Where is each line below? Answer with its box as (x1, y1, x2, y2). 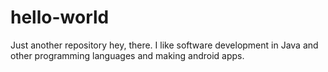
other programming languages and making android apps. (10, 49, 245, 61)
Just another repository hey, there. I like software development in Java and (10, 39, 319, 51)
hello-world (10, 6, 110, 29)
